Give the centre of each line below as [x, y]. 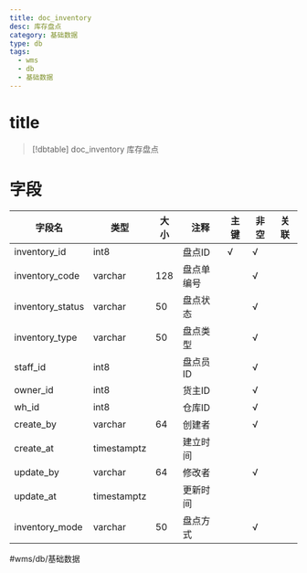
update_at [35, 496]
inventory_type [46, 337]
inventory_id [40, 251]
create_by [36, 424]
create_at [34, 448]
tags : [20, 52]
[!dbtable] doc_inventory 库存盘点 [95, 149]
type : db [26, 43]
